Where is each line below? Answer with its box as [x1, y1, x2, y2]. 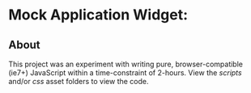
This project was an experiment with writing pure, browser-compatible [8, 59, 243, 69]
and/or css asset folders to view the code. [8, 77, 149, 86]
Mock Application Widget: [8, 6, 189, 24]
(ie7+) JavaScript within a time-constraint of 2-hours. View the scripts [8, 68, 242, 78]
